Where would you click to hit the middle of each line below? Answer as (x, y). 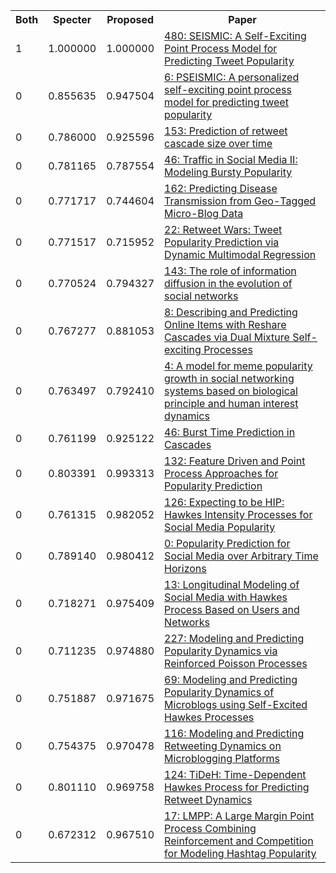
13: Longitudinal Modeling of (232, 584)
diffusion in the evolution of (228, 283)
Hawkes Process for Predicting (237, 787)
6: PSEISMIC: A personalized (232, 77)
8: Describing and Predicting (231, 312)
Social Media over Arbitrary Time (241, 556)
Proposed (130, 19)
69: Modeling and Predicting (231, 679)
